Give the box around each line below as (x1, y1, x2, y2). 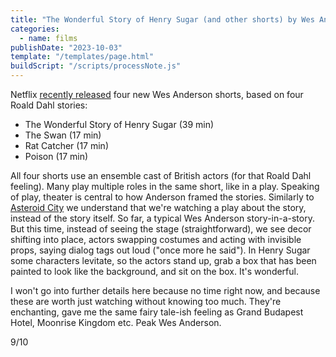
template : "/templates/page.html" (10, 52, 155, 62)
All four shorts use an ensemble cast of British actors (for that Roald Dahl (10, 170, 312, 181)
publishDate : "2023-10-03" (10, 42, 123, 53)
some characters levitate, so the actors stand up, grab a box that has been (10, 255, 317, 266)
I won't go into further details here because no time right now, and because (10, 285, 321, 296)
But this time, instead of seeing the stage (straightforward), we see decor (10, 223, 312, 235)
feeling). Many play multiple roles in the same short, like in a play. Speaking (10, 181, 320, 192)
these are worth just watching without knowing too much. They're (10, 296, 282, 307)
